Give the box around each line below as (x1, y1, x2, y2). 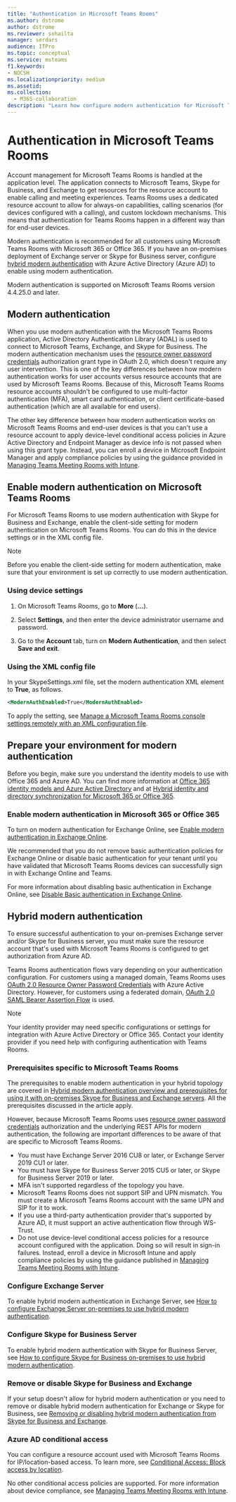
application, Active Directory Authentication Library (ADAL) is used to (7, 334, 208, 343)
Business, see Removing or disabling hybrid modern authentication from (7, 1410, 216, 1418)
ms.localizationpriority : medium (7, 75, 105, 83)
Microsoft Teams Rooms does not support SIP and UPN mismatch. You (17, 1189, 223, 1197)
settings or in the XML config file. (7, 533, 104, 542)
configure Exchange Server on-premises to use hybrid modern (7, 1305, 189, 1313)
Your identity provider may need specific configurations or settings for (7, 1022, 211, 1031)
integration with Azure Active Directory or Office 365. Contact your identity (7, 1030, 224, 1039)
